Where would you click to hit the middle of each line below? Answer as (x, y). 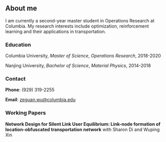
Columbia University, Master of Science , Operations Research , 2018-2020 (83, 56)
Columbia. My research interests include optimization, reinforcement (77, 26)
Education (18, 44)
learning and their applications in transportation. (56, 31)
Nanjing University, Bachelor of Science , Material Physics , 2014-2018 (78, 66)
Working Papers (26, 113)
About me (21, 8)
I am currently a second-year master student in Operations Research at (80, 20)
